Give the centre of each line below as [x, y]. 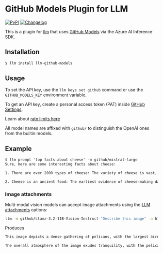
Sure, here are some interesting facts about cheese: [61, 164]
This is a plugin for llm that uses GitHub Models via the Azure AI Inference [79, 31]
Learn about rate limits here [33, 119]
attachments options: [26, 210]
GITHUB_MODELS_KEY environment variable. [46, 95]
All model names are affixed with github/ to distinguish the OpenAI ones [77, 128]
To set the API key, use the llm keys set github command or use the [74, 90]
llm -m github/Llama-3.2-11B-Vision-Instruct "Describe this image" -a [79, 219]
